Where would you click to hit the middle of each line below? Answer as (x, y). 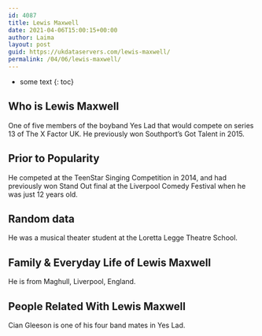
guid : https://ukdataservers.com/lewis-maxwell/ (89, 52)
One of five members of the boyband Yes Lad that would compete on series (131, 125)
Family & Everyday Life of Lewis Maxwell (109, 262)
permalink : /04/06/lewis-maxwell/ (65, 60)
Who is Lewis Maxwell (64, 107)
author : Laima (31, 37)
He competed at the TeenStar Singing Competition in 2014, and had (117, 177)
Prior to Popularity (54, 159)
